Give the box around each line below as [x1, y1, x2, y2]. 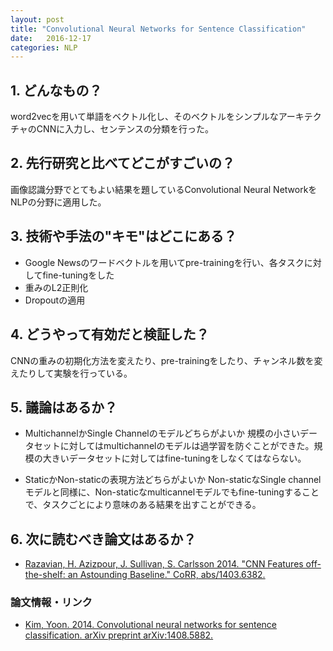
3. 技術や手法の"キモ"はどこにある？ [10, 228, 237, 245]
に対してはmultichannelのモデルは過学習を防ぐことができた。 [59, 440, 315, 452]
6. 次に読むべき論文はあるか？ [10, 531, 197, 548]
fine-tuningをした [42, 269, 115, 281]
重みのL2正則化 [24, 281, 89, 293]
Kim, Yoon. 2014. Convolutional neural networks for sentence [24, 619, 278, 631]
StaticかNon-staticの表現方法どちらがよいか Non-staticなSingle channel [24, 474, 322, 486]
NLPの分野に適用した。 [10, 196, 107, 208]
